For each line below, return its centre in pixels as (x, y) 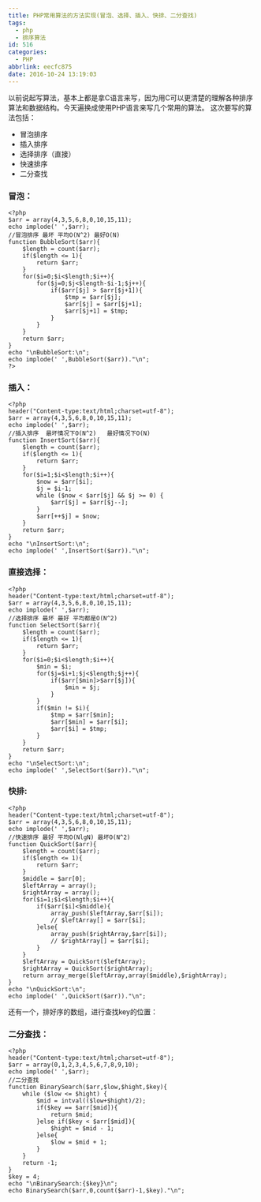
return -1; (40, 1163)
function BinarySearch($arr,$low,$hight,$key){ (88, 1087)
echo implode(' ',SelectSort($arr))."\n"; (79, 770)
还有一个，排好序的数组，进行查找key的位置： (83, 1012)
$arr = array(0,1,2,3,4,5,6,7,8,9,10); (74, 1065)
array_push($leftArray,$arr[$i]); (107, 913)
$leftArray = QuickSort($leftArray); (84, 961)
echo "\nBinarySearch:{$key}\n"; (63, 1184)
